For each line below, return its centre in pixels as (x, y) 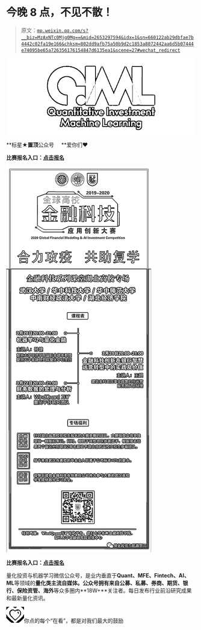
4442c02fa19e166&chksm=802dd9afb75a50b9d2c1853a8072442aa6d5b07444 (107, 44)
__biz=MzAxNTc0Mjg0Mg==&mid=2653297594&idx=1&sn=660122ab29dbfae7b (107, 37)
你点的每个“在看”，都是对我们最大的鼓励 (74, 620)
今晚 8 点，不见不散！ (60, 12)
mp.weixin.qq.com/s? (63, 31)
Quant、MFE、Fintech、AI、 (153, 575)
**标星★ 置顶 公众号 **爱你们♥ (47, 145)
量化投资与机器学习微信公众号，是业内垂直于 (62, 575)
